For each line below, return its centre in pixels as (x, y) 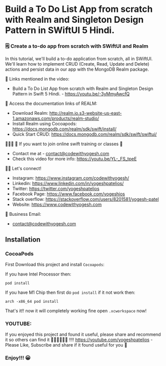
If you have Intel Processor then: (38, 274)
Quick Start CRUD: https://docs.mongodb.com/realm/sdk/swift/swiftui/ (84, 134)
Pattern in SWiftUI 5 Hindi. (60, 30)
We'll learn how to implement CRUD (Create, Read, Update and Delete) (77, 64)
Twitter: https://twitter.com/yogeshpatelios (56, 189)
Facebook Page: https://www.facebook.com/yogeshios (69, 194)
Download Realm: (30, 113)
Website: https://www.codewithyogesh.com (57, 204)
